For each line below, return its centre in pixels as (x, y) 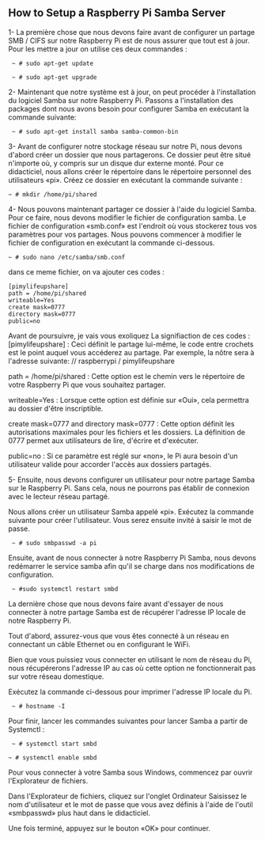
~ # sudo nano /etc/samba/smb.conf (67, 257)
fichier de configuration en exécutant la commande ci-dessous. (112, 242)
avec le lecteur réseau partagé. (59, 496)
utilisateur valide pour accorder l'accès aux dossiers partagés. (110, 464)
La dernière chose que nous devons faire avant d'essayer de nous (116, 604)
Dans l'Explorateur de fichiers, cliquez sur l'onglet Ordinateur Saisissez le (128, 796)
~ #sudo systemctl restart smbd (65, 589)
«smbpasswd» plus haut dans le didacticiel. (79, 813)
